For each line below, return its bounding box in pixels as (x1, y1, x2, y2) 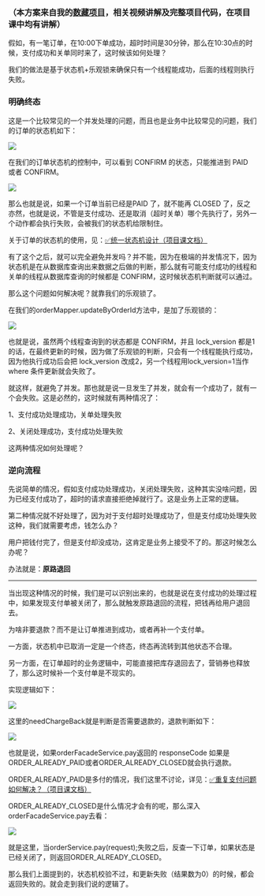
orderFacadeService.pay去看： (8, 811, 110, 820)
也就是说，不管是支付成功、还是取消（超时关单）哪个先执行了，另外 (28, 208, 250, 218)
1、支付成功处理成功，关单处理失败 (8, 409, 122, 419)
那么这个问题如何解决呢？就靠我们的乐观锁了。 (8, 288, 160, 297)
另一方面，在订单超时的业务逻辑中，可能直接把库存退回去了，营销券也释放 (8, 658, 250, 667)
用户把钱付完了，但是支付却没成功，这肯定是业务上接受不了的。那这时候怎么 (8, 537, 257, 547)
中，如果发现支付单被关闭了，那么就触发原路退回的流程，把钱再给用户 (8, 598, 237, 607)
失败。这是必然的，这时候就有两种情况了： (21, 393, 160, 402)
